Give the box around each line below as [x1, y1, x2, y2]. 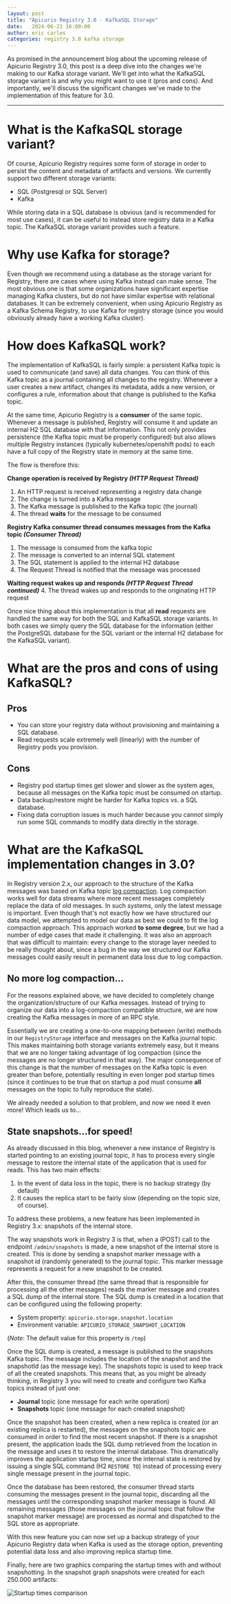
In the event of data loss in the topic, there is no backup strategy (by [16, 1179, 211, 1187]
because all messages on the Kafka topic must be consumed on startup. [16, 788, 223, 797]
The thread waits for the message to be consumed [16, 509, 162, 517]
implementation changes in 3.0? [7, 856, 195, 872]
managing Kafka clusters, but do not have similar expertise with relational [7, 292, 215, 300]
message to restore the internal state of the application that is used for [7, 1158, 207, 1167]
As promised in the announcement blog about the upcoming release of [7, 55, 208, 63]
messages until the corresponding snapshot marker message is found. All [7, 1498, 216, 1506]
